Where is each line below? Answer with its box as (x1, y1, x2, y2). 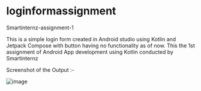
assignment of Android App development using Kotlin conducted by (6, 48, 174, 55)
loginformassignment (6, 4, 116, 18)
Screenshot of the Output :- (6, 66, 75, 73)
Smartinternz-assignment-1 (6, 24, 74, 31)
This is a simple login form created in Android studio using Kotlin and (6, 35, 176, 43)
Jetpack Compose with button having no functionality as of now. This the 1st (6, 42, 195, 49)
